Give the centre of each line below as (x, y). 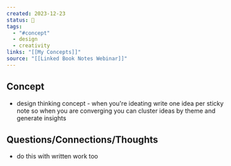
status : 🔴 (21, 20)
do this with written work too (57, 156)
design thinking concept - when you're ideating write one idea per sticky (120, 103)
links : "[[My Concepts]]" (44, 53)
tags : (14, 26)
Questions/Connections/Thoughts (82, 139)
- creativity (31, 46)
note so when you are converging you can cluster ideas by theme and (116, 111)
